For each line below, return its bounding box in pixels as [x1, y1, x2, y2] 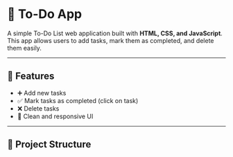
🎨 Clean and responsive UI [17, 112, 94, 120]
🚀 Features [7, 71, 55, 82]
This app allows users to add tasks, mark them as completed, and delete [7, 36, 214, 44]
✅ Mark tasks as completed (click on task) [17, 96, 139, 104]
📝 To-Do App [7, 6, 83, 22]
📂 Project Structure [7, 138, 92, 151]
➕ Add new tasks [17, 89, 67, 97]
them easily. [7, 44, 42, 52]
